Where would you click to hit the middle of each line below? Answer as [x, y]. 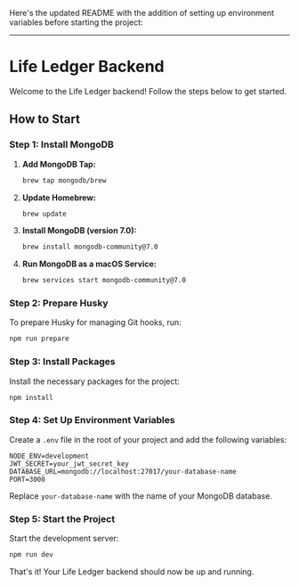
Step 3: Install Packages [62, 362]
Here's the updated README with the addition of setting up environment [141, 13]
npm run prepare [39, 339]
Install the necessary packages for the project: [94, 381]
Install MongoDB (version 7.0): [79, 231]
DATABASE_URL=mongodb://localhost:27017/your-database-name [123, 471]
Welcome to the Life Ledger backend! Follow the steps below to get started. [148, 91]
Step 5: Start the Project [62, 518]
